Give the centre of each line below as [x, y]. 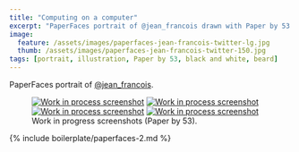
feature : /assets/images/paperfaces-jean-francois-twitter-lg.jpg [144, 42]
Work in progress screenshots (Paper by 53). [115, 121]
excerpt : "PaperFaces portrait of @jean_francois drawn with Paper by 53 [150, 26]
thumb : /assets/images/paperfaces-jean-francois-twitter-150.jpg [142, 51]
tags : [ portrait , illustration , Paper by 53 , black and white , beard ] [144, 59]
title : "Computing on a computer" [74, 17]
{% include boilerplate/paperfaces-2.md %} [90, 138]
